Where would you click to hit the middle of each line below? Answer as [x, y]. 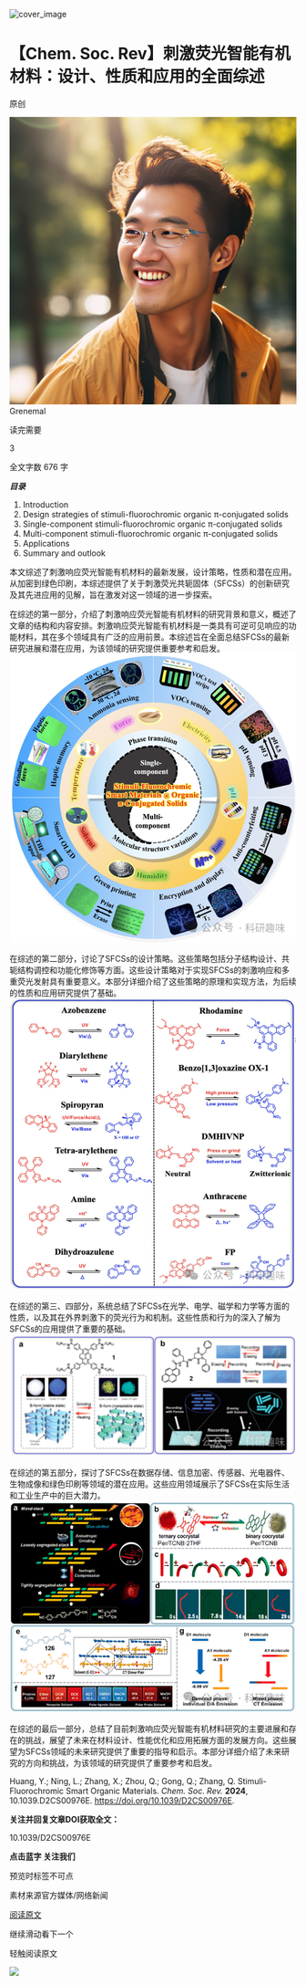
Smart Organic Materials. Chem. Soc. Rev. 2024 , [157, 1791]
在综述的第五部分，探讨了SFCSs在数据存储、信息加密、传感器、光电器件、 [149, 1473]
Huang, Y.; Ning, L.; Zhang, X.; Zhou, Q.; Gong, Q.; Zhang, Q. [122, 1781]
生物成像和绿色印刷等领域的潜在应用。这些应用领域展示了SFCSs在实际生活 [149, 1484]
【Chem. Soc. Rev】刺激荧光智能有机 [150, 54]
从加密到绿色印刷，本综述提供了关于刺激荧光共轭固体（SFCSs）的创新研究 [149, 583]
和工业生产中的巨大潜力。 [57, 1496]
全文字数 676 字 [39, 466]
